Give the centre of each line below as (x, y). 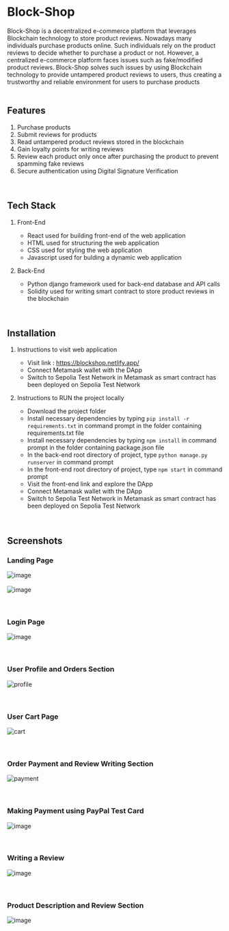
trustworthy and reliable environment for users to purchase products (104, 82)
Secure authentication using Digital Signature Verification (97, 171)
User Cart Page (33, 717)
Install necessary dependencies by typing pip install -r (108, 419)
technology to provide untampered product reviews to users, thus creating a (114, 74)
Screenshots (35, 541)
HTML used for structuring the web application (93, 243)
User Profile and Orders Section (61, 669)
